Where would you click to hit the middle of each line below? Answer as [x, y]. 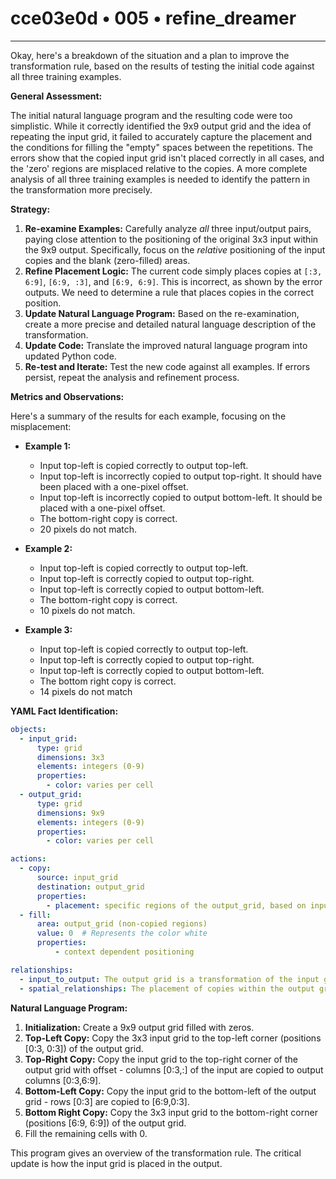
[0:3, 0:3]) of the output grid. [84, 1048]
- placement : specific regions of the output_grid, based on [176, 905]
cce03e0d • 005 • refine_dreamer [153, 18]
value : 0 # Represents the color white [122, 933]
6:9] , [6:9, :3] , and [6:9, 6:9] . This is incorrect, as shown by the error [173, 281]
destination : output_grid [90, 887]
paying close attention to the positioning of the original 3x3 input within [171, 239]
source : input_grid [77, 878]
